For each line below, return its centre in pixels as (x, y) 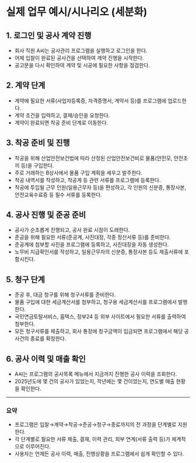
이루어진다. (38, 447)
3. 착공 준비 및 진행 (38, 143)
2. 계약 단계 (26, 85)
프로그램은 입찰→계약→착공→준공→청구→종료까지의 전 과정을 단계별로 (95, 424)
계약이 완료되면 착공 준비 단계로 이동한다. (61, 122)
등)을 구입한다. (37, 165)
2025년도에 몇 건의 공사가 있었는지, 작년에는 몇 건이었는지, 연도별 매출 (94, 382)
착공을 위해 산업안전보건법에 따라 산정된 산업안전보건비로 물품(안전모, (93, 158)
